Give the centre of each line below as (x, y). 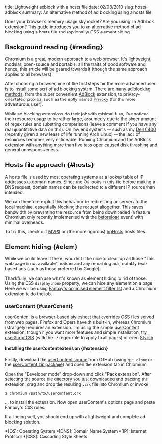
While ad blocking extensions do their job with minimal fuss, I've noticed (77, 114)
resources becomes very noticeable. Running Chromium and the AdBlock (78, 139)
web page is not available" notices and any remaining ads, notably (71, 263)
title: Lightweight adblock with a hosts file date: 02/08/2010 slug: (70, 7)
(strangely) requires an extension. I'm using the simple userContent (72, 327)
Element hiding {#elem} (42, 247)
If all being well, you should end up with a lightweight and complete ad (75, 416)
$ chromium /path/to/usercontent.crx (43, 393)
